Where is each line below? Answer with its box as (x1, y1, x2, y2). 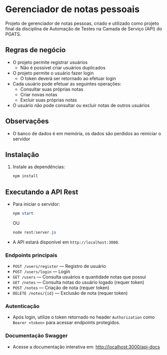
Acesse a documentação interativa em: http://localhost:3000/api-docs (12, 343, 160, 350)
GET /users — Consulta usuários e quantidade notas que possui (12, 274, 146, 280)
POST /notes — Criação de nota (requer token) (12, 285, 110, 291)
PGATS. (5, 31, 21, 37)
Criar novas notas (20, 91, 57, 97)
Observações (5, 117, 49, 126)
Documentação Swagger (5, 332, 68, 339)
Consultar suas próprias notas (20, 86, 84, 92)
